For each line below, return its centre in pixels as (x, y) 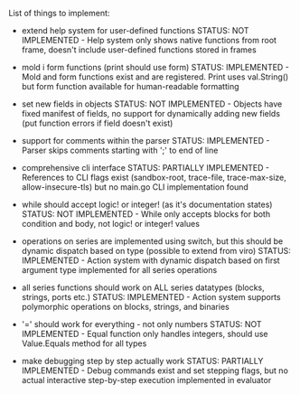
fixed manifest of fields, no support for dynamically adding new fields (151, 113)
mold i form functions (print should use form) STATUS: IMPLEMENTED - (155, 67)
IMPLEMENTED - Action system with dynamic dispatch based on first (151, 260)
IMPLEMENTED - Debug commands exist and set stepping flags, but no (155, 371)
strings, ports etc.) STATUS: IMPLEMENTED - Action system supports (151, 297)
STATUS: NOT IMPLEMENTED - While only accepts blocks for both (146, 214)
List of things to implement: (59, 13)
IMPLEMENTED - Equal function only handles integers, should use (145, 334)
